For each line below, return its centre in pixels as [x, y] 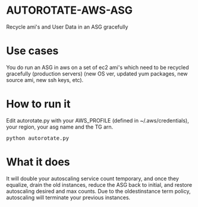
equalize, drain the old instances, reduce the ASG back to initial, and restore [99, 184]
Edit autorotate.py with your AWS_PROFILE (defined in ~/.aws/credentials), [98, 120]
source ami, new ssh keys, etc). [45, 80]
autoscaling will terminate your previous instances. [68, 197]
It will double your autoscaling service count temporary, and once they [93, 178]
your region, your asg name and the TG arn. [60, 127]
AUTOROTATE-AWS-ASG [69, 10]
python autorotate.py [38, 138]
